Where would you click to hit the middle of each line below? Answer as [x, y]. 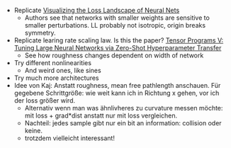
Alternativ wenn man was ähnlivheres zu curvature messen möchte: [124, 108]
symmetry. [40, 33]
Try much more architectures [56, 78]
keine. [33, 131]
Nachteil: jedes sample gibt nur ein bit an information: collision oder [123, 123]
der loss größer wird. [45, 101]
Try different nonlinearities [53, 63]
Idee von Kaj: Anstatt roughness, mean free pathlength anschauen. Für [117, 85]
